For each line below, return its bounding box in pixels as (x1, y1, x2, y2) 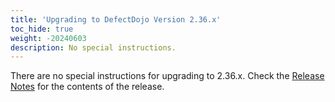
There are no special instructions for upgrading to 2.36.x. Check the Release (10, 70, 325, 82)
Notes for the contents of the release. (10, 81, 165, 93)
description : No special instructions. (10, 42, 177, 53)
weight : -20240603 (10, 33, 87, 43)
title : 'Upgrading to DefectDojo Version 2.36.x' (10, 14, 222, 25)
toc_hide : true (10, 24, 74, 34)
